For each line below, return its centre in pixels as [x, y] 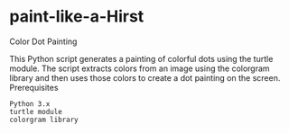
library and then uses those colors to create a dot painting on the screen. [145, 77]
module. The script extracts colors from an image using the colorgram [140, 68]
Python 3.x [30, 104]
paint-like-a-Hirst [77, 17]
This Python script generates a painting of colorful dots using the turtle [141, 58]
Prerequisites [34, 87]
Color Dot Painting [43, 41]
